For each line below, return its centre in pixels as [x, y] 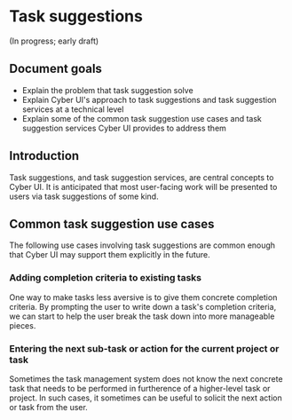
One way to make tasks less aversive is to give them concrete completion [143, 297]
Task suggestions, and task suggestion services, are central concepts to [142, 177]
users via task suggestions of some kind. [84, 196]
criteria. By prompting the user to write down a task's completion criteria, [143, 306]
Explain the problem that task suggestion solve [107, 90]
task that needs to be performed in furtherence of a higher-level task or [140, 388]
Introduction [44, 156]
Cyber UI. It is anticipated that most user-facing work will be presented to [143, 186]
